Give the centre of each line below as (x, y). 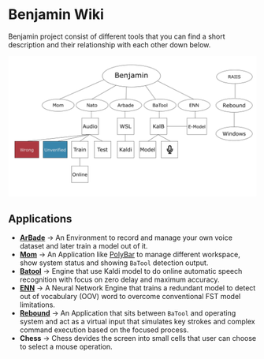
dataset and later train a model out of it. (84, 246)
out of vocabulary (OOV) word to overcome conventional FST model (130, 297)
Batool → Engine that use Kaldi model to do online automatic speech (131, 271)
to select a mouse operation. (66, 347)
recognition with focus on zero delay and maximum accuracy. (119, 280)
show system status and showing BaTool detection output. (114, 263)
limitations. (37, 305)
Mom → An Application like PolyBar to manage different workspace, (130, 255)
